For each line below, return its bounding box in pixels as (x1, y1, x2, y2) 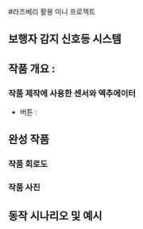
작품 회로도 (8, 158, 48, 169)
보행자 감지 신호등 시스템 (8, 33, 122, 46)
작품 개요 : (8, 62, 56, 76)
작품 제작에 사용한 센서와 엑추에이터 (8, 87, 137, 99)
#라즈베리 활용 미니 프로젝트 (8, 7, 96, 16)
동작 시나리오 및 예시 (8, 209, 102, 223)
